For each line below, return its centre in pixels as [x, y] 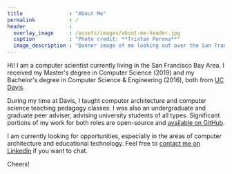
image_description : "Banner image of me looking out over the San [113, 46]
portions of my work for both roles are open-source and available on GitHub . [116, 123]
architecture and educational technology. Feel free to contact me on [104, 143]
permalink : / [43, 20]
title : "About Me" [57, 13]
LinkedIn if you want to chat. [48, 151]
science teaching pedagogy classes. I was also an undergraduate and [106, 108]
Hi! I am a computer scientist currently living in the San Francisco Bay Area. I [116, 65]
